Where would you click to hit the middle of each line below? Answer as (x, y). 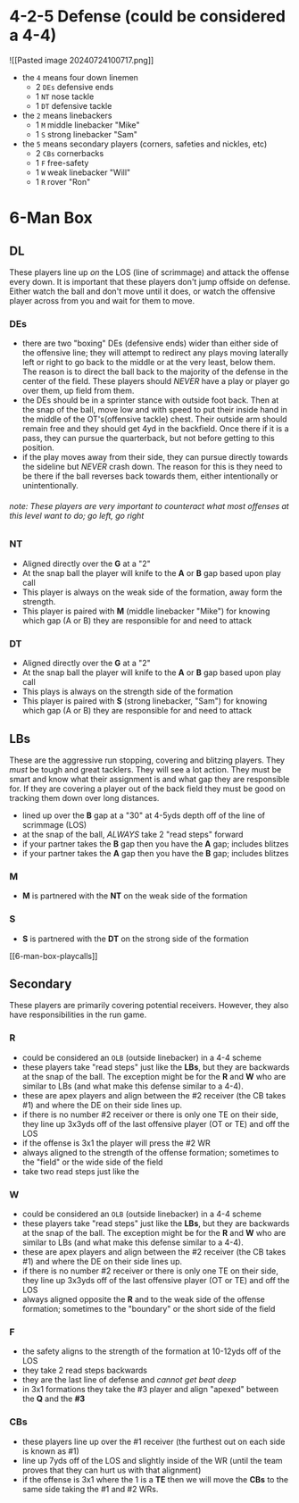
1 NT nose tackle (65, 96)
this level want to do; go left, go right (77, 515)
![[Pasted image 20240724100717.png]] (82, 60)
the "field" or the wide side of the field (92, 1162)
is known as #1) (51, 1451)
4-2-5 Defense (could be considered (147, 17)
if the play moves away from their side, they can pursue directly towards (155, 457)
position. (38, 447)
